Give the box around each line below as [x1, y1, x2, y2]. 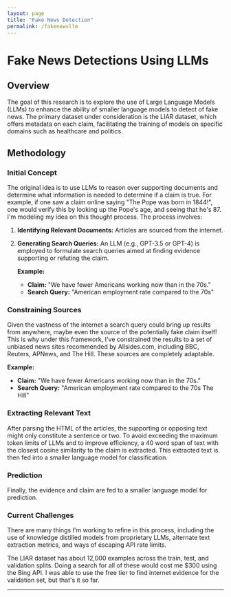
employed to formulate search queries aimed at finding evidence [16, 247, 201, 255]
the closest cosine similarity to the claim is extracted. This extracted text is [7, 446, 219, 454]
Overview [7, 80, 50, 91]
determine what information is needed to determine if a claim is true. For [7, 191, 212, 199]
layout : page [7, 10, 45, 17]
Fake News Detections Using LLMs [7, 52, 209, 68]
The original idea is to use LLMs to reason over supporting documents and [7, 184, 219, 192]
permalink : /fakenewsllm [7, 23, 78, 30]
